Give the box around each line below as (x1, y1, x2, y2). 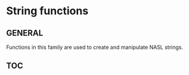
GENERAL (6, 28, 44, 38)
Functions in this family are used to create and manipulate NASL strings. (6, 43, 184, 51)
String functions (6, 4, 89, 18)
